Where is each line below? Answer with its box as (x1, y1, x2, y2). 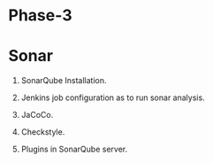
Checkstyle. (20, 127, 65, 137)
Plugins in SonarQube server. (20, 144, 128, 155)
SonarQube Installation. (20, 75, 107, 86)
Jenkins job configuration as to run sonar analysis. (20, 92, 205, 103)
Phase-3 (8, 5, 72, 26)
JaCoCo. (20, 110, 54, 120)
